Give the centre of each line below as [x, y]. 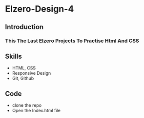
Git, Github [23, 78]
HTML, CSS [24, 68]
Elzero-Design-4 [40, 9]
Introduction [24, 27]
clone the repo [27, 105]
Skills [13, 56]
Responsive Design [31, 73]
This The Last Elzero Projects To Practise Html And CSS [72, 41]
